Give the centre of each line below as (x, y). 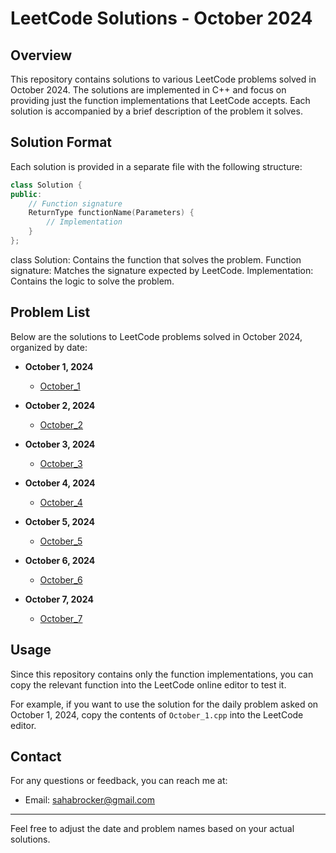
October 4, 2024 (60, 483)
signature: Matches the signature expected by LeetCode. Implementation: (162, 270)
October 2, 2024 (60, 405)
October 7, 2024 (59, 599)
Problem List (50, 312)
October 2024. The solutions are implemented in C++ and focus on (148, 90)
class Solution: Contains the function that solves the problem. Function (156, 259)
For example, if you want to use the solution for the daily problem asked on (164, 704)
